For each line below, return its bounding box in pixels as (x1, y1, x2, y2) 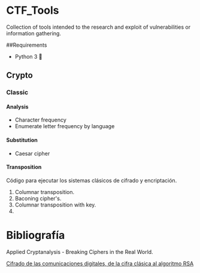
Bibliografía (6, 229, 65, 242)
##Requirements (6, 41, 47, 48)
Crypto (6, 70, 33, 81)
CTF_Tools (6, 4, 59, 17)
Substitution (6, 136, 38, 144)
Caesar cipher (14, 150, 50, 157)
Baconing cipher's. (14, 195, 62, 202)
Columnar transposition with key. (14, 201, 96, 208)
